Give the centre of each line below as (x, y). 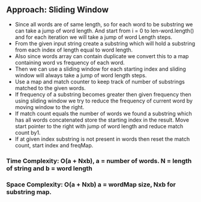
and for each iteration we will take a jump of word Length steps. (94, 37)
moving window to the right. (49, 107)
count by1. (28, 132)
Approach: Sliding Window (58, 10)
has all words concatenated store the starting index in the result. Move (102, 120)
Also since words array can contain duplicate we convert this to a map (102, 56)
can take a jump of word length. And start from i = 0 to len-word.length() (104, 31)
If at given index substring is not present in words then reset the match (102, 139)
